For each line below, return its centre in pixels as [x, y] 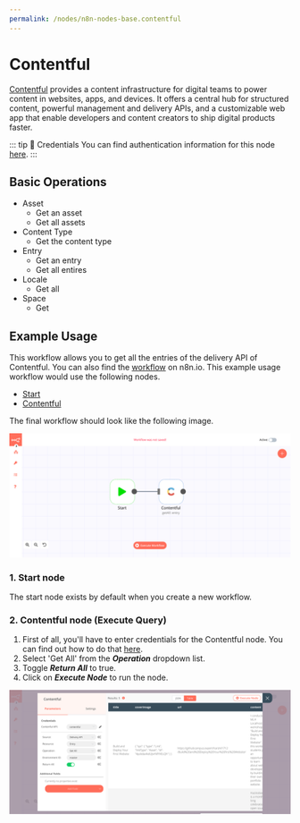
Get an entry [58, 260]
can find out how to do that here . [82, 649]
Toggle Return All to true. [69, 668]
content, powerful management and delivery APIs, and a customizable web [147, 108]
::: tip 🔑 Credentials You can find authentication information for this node [142, 144]
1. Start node [37, 577]
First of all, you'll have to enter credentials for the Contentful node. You [152, 640]
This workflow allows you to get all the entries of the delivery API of [133, 358]
